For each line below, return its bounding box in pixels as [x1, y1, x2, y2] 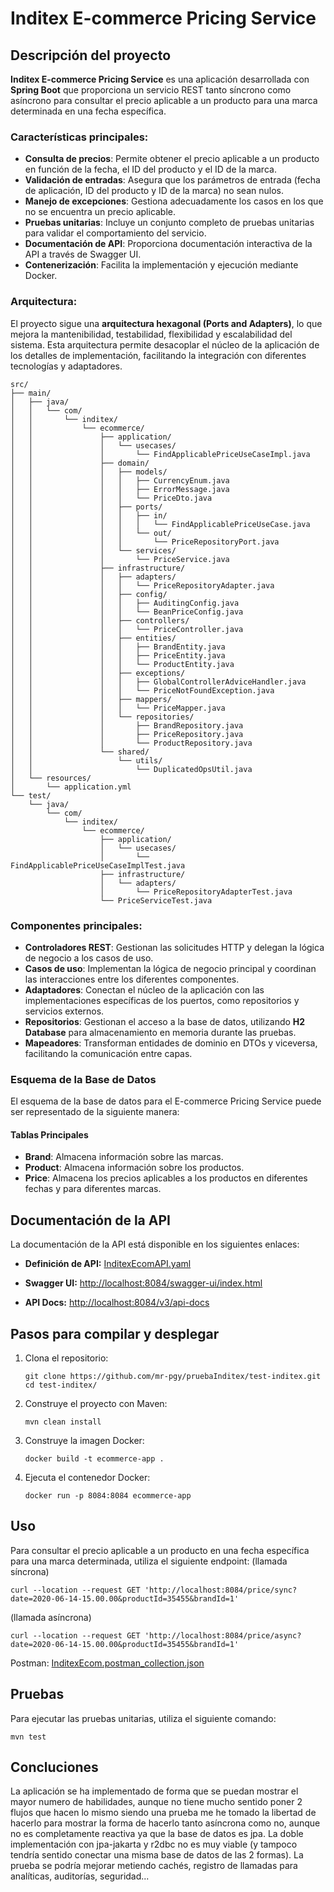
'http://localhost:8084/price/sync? [144, 1585, 298, 1595]
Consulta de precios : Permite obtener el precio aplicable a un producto [24, 153, 320, 165]
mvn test [10, 1732, 47, 1742]
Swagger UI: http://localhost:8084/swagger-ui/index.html [24, 1277, 263, 1289]
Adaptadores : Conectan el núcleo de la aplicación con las [24, 983, 265, 996]
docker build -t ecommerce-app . [24, 1454, 165, 1464]
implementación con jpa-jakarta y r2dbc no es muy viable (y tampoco [10, 1838, 298, 1851]
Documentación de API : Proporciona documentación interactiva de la [24, 238, 313, 250]
